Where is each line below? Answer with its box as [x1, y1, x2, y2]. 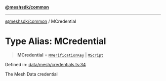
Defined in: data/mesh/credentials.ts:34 [5, 61, 86, 67]
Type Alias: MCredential [5, 36, 106, 47]
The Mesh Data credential [5, 71, 58, 77]
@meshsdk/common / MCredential [5, 18, 77, 24]
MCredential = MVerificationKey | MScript [17, 52, 104, 58]
